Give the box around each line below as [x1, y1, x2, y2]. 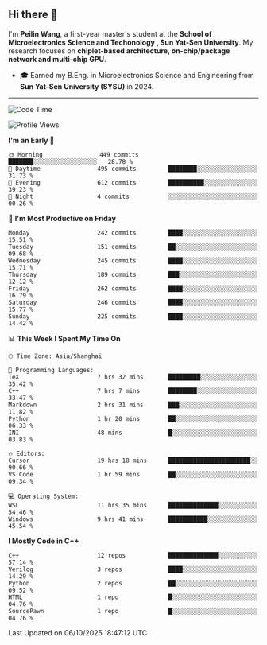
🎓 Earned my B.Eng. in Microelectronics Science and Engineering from [19, 70, 254, 80]
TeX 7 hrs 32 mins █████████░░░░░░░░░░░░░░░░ [8, 373, 258, 381]
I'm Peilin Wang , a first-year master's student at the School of [8, 29, 212, 38]
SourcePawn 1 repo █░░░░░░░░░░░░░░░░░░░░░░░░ [8, 607, 258, 615]
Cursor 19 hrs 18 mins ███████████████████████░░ [8, 457, 258, 464]
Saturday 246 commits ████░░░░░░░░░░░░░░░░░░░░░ [8, 298, 258, 306]
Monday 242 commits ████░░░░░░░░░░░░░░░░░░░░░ [8, 228, 258, 237]
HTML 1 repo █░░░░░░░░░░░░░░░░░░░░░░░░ [8, 593, 258, 601]
